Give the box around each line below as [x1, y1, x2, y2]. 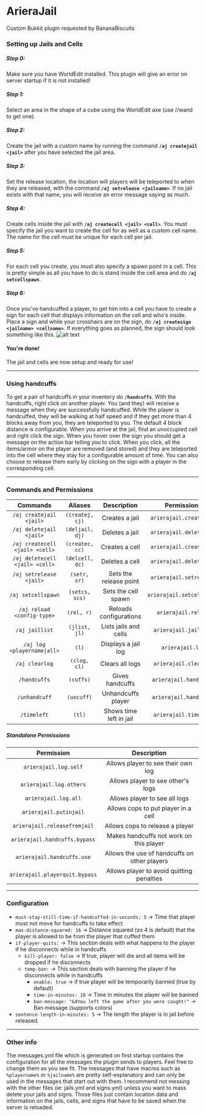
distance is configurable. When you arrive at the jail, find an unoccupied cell [6, 426, 198, 433]
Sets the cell [103, 587, 138, 596]
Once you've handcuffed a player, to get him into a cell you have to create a [6, 305, 196, 312]
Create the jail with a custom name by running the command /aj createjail [6, 142, 198, 149]
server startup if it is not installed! [6, 76, 91, 84]
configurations [99, 612, 142, 621]
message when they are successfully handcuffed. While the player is [6, 406, 179, 413]
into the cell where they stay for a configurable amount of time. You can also [6, 452, 198, 459]
